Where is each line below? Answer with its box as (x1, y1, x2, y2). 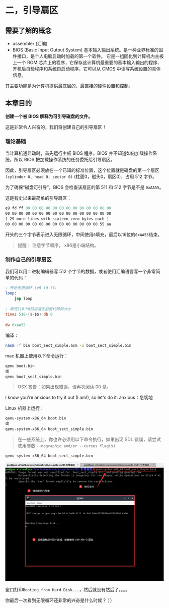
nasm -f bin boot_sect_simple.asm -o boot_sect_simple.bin (5, 343, 132, 348)
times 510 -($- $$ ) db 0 (5, 312, 53, 317)
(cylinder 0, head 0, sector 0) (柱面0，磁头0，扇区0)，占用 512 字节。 (5, 173, 157, 179)
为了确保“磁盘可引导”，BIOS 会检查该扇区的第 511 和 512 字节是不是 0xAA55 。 (5, 185, 164, 191)
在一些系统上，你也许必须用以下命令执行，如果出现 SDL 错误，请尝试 (17, 437, 161, 443)
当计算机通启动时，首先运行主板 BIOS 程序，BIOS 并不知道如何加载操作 (5, 150, 153, 156)
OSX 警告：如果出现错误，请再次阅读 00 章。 (17, 384, 112, 390)
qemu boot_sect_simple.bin (5, 374, 62, 379)
